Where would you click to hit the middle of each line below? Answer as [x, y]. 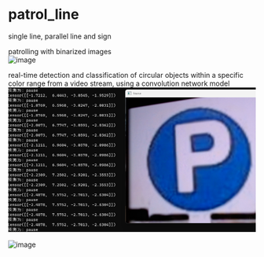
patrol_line [44, 15]
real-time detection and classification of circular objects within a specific [126, 75]
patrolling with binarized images [60, 51]
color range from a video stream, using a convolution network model [119, 83]
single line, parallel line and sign [60, 36]
